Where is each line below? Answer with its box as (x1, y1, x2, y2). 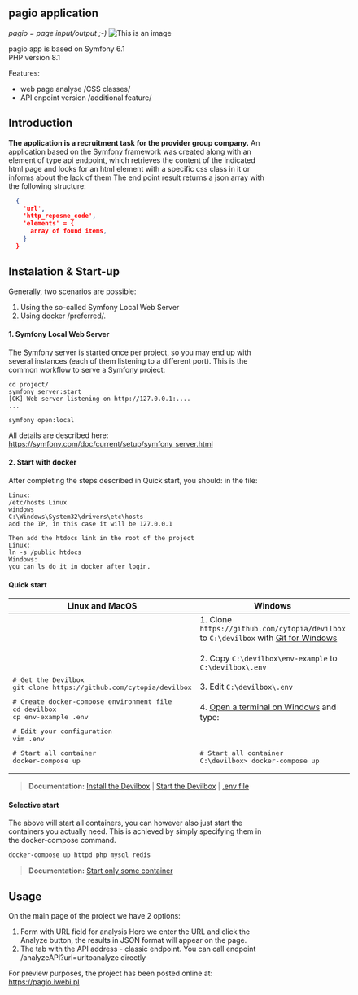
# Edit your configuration (12, 727, 112, 735)
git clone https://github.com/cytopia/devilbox (12, 683, 193, 692)
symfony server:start (8, 387, 82, 395)
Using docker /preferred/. (20, 311, 107, 321)
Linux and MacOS (67, 600, 138, 612)
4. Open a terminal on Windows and (199, 701, 337, 713)
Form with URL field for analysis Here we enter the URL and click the (20, 927, 251, 936)
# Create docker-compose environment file (12, 697, 172, 706)
